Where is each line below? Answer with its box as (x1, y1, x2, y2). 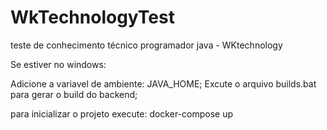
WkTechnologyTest (10, 6, 175, 29)
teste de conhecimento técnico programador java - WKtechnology (10, 39, 283, 51)
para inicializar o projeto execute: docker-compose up (10, 107, 233, 120)
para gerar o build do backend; (10, 88, 138, 100)
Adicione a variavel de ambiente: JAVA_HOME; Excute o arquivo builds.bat (10, 77, 317, 90)
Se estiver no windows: (10, 58, 107, 70)
